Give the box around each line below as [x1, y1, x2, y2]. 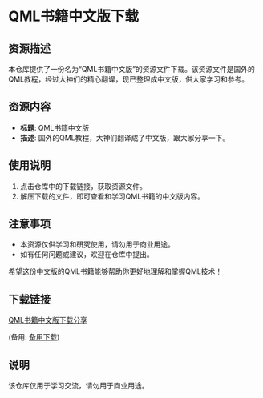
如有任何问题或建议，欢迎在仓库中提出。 [19, 250, 154, 259]
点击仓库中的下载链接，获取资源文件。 [19, 181, 147, 191]
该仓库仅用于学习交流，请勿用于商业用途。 [8, 381, 149, 391]
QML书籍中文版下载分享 [8, 316, 88, 325]
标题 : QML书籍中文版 [19, 123, 90, 132]
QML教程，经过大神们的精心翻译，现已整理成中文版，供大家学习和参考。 [8, 74, 249, 84]
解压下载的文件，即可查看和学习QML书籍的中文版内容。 [19, 191, 205, 201]
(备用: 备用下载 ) [8, 332, 60, 342]
